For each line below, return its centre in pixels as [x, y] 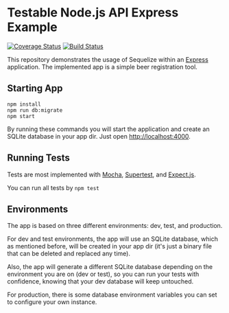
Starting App [35, 88]
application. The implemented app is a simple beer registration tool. [102, 67]
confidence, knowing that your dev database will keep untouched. [100, 281]
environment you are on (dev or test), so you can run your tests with [103, 274]
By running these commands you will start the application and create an [109, 129]
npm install [24, 104]
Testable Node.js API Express [93, 13]
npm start [21, 116]
